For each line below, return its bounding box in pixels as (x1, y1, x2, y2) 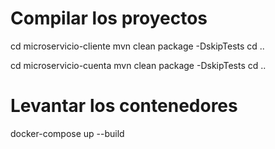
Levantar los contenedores (10, 95, 238, 117)
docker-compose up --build (10, 127, 125, 139)
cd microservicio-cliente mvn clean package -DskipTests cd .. (10, 40, 265, 52)
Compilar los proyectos (10, 7, 208, 30)
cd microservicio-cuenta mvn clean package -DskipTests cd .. (10, 59, 267, 71)
